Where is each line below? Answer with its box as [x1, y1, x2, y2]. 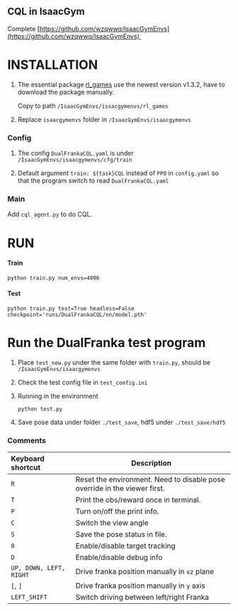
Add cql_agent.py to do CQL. [7, 210, 93, 219]
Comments [7, 435, 46, 445]
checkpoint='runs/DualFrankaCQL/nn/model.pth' [7, 311, 147, 318]
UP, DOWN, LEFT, [11, 564, 66, 572]
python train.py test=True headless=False [7, 304, 135, 312]
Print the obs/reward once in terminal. [75, 495, 201, 505]
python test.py [17, 405, 63, 413]
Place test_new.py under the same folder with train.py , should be [17, 358, 211, 367]
